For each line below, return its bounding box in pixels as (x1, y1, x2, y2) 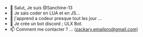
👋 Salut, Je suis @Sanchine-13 (9, 5, 73, 10)
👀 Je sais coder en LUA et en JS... (9, 10, 80, 16)
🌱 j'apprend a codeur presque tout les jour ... (9, 15, 102, 21)
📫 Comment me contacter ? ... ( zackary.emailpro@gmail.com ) (9, 26, 139, 32)
